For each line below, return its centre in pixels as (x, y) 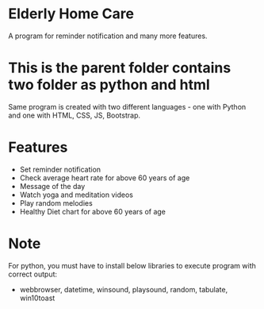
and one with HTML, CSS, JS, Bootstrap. (75, 115)
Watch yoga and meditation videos (76, 195)
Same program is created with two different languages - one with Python (127, 106)
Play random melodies (56, 203)
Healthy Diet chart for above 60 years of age (93, 211)
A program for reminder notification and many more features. (108, 36)
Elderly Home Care (71, 14)
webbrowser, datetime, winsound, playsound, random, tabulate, (124, 289)
